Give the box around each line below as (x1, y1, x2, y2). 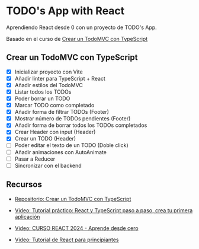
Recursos (6, 180, 43, 190)
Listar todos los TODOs (14, 88, 72, 95)
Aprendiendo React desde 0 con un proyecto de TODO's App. (6, 24, 157, 31)
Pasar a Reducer (14, 155, 56, 162)
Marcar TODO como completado (14, 102, 95, 109)
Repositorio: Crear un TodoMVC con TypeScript (14, 195, 131, 202)
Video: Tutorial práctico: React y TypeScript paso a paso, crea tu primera (14, 206, 193, 214)
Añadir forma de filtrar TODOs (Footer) (14, 108, 110, 116)
